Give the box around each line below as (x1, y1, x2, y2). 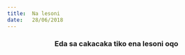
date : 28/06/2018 (7, 16, 64, 23)
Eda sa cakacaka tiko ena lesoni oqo (54, 39, 179, 49)
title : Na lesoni (7, 10, 60, 17)
